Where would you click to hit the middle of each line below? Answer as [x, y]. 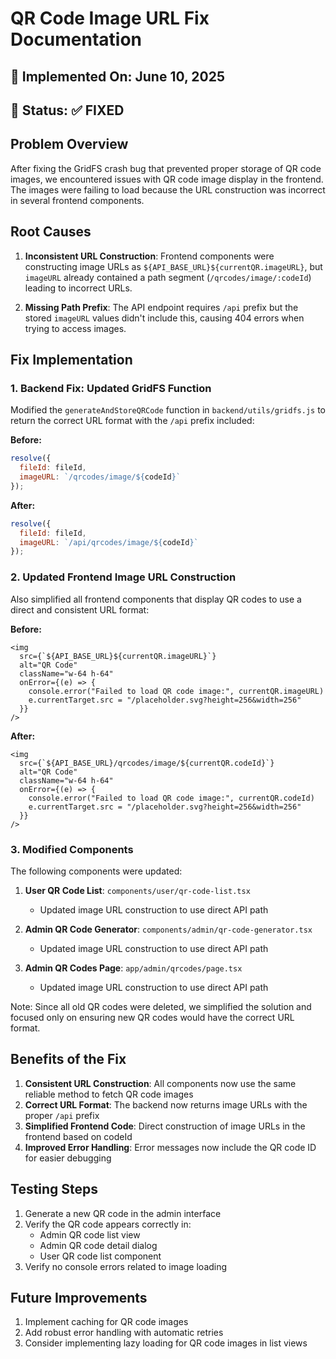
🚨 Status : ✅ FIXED [67, 110]
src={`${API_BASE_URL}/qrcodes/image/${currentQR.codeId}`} [147, 763]
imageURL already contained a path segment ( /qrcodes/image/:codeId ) [168, 277]
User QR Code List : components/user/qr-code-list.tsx [137, 890]
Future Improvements [79, 1297]
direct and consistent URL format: [80, 609]
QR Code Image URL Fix [110, 18]
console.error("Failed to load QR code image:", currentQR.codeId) [171, 798]
